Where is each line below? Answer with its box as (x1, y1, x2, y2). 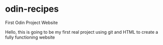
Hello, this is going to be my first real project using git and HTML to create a (5, 29, 159, 35)
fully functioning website (5, 34, 55, 40)
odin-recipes (5, 3, 59, 15)
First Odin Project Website (5, 20, 58, 25)
